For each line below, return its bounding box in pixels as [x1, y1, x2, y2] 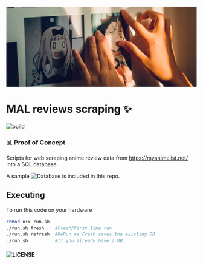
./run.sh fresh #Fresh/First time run [6, 225, 112, 231]
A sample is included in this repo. [6, 172, 120, 180]
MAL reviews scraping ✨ [6, 102, 132, 116]
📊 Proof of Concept [6, 138, 66, 146]
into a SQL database [6, 160, 57, 168]
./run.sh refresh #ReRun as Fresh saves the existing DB [6, 231, 155, 237]
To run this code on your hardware [6, 206, 92, 213]
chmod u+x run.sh [6, 218, 50, 225]
